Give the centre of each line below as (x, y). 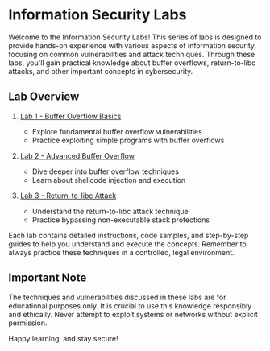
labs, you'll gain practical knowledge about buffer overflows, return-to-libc (132, 63)
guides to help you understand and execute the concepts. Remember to (128, 244)
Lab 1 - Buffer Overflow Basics (71, 116)
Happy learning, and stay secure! (63, 338)
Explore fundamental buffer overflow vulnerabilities (117, 131)
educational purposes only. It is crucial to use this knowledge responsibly (130, 306)
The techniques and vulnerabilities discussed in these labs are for (118, 297)
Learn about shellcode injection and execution (109, 180)
